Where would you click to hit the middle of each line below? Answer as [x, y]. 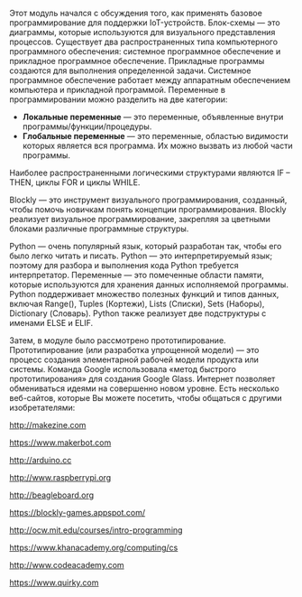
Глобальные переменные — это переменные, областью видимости [155, 136]
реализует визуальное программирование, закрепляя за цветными [140, 219]
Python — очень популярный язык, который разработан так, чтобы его [146, 246]
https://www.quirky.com [54, 583]
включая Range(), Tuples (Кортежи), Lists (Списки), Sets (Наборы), [137, 303]
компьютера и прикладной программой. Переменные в [117, 90]
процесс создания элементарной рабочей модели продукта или [134, 359]
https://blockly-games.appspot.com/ [78, 513]
